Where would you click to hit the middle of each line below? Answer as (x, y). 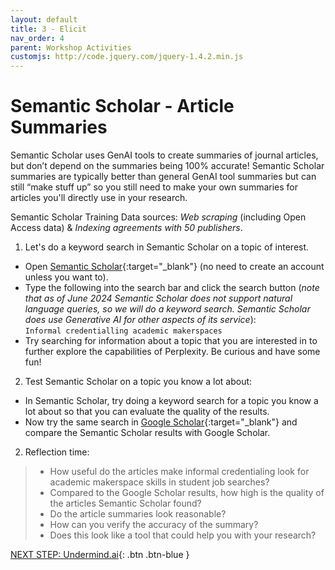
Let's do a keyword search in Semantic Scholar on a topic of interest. (167, 247)
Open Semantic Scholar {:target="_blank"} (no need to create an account (174, 267)
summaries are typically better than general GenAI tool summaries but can (163, 177)
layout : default (44, 19)
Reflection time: (57, 452)
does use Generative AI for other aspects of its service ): (140, 320)
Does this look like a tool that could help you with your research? (183, 535)
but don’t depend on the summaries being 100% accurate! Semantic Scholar (167, 166)
